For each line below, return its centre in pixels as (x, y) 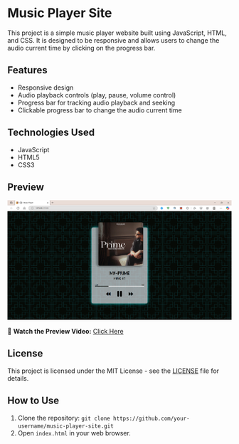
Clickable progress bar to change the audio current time (100, 110)
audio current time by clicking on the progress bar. (81, 48)
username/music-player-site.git (65, 426)
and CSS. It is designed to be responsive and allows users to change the (113, 40)
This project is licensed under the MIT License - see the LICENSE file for (113, 371)
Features (27, 70)
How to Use (33, 401)
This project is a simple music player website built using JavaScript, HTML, (117, 33)
